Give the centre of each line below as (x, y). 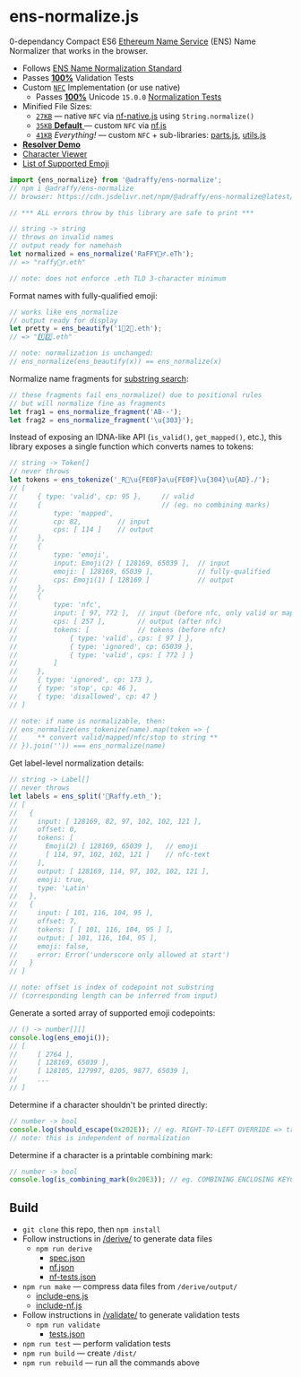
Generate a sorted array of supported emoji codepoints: (112, 1013)
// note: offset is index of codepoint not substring (112, 988)
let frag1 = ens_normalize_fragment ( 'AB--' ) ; (95, 411)
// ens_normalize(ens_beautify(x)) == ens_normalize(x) (116, 362)
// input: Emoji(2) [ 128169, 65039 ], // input (120, 563)
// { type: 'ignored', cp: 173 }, (82, 680)
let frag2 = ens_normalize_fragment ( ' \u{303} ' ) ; (102, 420)
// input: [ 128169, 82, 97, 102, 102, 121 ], (106, 821)
